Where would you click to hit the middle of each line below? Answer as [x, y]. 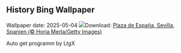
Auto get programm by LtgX [41, 43]
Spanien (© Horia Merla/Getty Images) [54, 31]
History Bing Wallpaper [51, 10]
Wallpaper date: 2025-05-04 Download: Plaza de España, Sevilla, [91, 25]
